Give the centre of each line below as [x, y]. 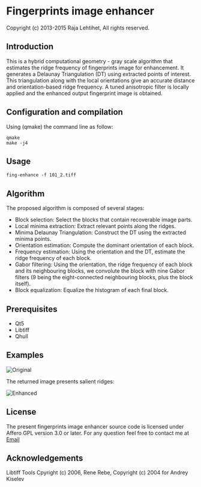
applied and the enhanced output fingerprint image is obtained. [85, 93]
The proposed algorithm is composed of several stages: [76, 208]
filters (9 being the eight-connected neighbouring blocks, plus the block [104, 278]
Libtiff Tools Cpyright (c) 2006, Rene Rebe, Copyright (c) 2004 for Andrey [97, 473]
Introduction [30, 47]
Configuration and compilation [64, 112]
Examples [25, 355]
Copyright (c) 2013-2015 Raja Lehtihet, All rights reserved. [78, 28]
